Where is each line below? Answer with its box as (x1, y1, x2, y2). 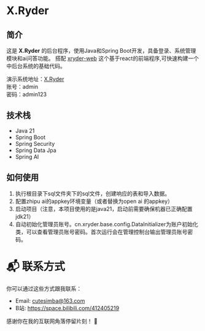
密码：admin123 (6, 91, 47, 98)
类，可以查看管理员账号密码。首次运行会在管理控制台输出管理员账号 (15, 228, 188, 235)
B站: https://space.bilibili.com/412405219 (15, 304, 120, 311)
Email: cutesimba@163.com (15, 297, 85, 304)
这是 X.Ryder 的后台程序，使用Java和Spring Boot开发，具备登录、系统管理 (6, 47, 196, 54)
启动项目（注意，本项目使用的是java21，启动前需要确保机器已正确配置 (15, 205, 193, 212)
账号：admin (6, 83, 39, 90)
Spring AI (15, 153, 39, 160)
